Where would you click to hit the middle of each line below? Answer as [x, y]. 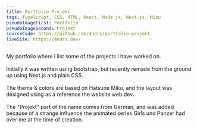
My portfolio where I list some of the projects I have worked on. [84, 56]
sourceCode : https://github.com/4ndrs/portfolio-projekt [78, 34]
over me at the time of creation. [45, 119]
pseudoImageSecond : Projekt [41, 28]
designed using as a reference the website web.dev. [70, 94]
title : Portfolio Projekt [38, 12]
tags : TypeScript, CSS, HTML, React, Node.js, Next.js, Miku [84, 17]
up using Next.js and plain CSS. [45, 75]
